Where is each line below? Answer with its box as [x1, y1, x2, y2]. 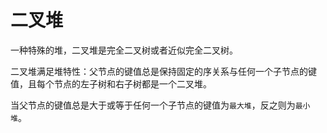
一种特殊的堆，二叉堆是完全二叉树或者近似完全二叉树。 [10, 44, 238, 56]
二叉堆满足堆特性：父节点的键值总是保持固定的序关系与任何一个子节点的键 [10, 65, 317, 77]
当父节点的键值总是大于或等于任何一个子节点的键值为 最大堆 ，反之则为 [10, 99, 296, 111]
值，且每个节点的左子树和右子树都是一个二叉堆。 [10, 77, 212, 90]
